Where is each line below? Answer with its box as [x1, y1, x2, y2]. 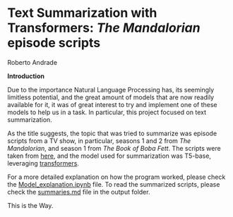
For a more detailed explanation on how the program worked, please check [7, 173, 226, 181]
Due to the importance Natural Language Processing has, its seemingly [7, 85, 215, 94]
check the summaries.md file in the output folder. [7, 187, 150, 196]
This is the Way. [7, 201, 54, 209]
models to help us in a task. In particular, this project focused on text [7, 108, 207, 116]
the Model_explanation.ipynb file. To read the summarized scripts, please [7, 180, 220, 188]
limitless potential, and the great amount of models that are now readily [7, 93, 214, 101]
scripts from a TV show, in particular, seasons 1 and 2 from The [7, 136, 191, 145]
